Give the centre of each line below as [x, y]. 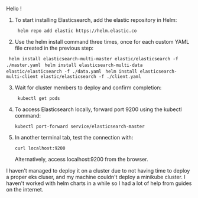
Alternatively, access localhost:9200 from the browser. [82, 159]
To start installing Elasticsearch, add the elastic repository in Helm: [96, 20]
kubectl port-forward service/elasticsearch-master [79, 126]
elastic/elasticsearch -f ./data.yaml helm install [72, 72]
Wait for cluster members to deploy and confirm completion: [88, 87]
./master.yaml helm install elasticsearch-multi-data [74, 65]
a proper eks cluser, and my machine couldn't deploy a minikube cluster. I [96, 177]
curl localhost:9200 [40, 148]
